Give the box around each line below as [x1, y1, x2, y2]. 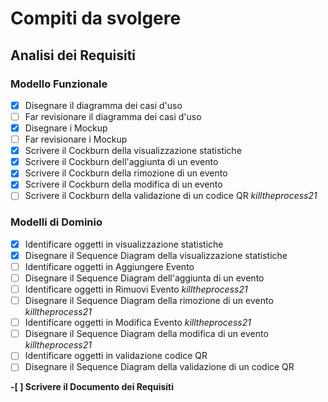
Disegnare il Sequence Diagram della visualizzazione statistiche [24, 249, 288, 261]
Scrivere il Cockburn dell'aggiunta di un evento [24, 156, 219, 168]
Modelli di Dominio [10, 215, 103, 229]
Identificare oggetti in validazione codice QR [24, 350, 208, 362]
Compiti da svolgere [10, 7, 182, 30]
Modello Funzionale [10, 77, 108, 91]
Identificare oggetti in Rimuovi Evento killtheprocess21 [24, 283, 248, 295]
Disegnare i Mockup [24, 122, 108, 134]
